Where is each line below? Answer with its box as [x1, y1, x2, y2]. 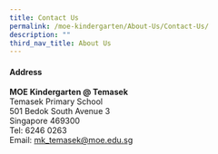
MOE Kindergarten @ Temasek [9, 87, 129, 98]
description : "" [9, 30, 71, 39]
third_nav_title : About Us [9, 38, 112, 48]
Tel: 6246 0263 [9, 125, 67, 136]
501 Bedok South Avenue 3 [9, 106, 111, 117]
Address [9, 66, 43, 77]
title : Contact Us [9, 13, 79, 23]
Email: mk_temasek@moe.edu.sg [9, 135, 134, 146]
